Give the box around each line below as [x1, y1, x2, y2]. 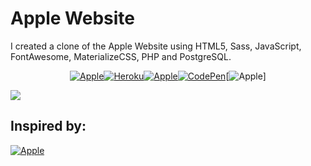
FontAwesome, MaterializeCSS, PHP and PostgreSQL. [10, 50, 232, 62]
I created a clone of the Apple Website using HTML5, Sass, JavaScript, [10, 40, 302, 52]
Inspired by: [10, 118, 87, 135]
